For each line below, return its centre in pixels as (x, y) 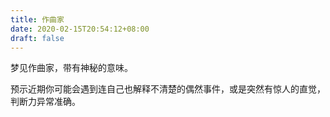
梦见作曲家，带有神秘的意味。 (71, 68)
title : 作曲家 (37, 19)
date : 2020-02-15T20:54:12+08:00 (80, 29)
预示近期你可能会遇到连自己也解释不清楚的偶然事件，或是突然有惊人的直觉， (168, 89)
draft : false (37, 38)
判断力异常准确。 (45, 102)
